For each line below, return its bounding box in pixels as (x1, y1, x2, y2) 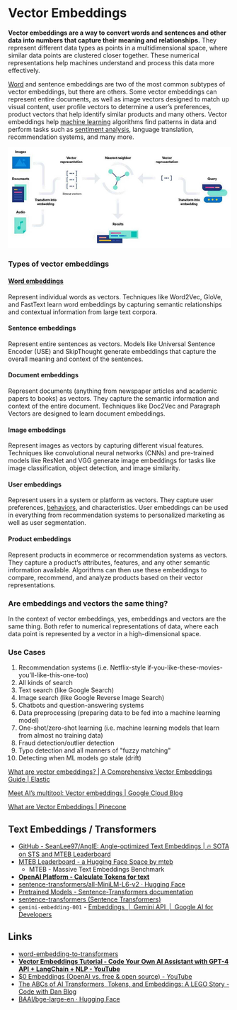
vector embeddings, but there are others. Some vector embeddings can (8, 87, 217, 96)
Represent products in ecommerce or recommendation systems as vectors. (8, 550, 229, 559)
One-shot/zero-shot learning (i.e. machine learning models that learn (18, 723, 220, 732)
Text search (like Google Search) (18, 686, 115, 694)
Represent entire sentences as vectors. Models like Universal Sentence (8, 339, 216, 348)
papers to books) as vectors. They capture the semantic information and (8, 394, 219, 402)
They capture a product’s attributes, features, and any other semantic (8, 558, 211, 567)
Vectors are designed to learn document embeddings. (8, 409, 166, 418)
